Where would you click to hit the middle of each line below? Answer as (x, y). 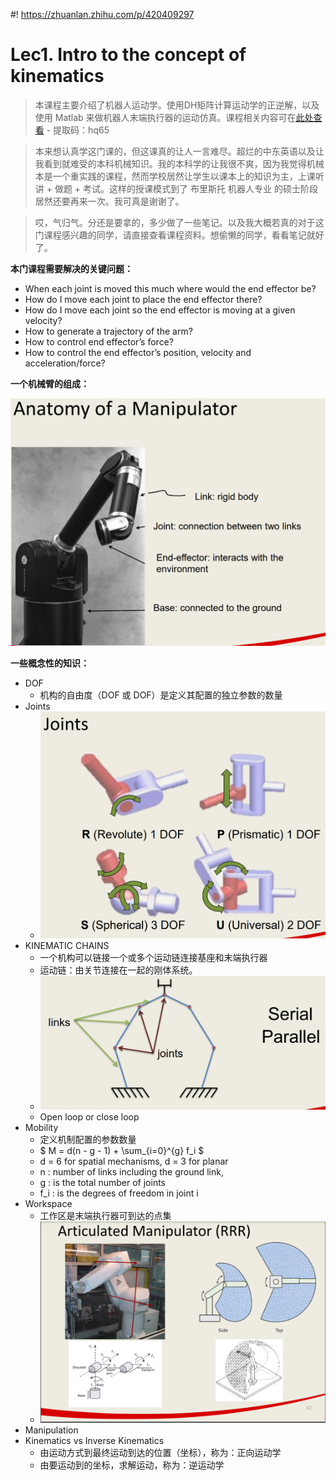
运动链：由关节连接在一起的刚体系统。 (118, 970)
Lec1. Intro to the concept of (128, 55)
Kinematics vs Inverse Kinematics (94, 1440)
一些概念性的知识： (50, 663)
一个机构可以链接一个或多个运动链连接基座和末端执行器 (153, 958)
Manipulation (51, 1430)
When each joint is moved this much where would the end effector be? (170, 288)
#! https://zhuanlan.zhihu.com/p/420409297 (102, 14)
